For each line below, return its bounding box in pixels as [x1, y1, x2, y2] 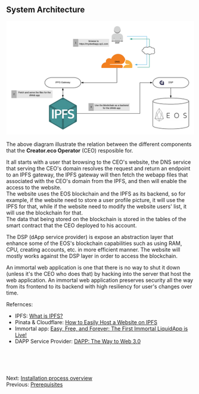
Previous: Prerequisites [6, 381, 63, 388]
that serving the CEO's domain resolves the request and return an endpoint [6, 165, 191, 172]
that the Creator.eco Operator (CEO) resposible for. [6, 147, 133, 154]
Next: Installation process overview [6, 374, 92, 381]
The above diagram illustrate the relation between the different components [6, 140, 192, 148]
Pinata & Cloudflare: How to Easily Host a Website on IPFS [14, 318, 158, 325]
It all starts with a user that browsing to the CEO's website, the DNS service [6, 158, 191, 166]
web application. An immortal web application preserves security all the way [6, 277, 194, 284]
